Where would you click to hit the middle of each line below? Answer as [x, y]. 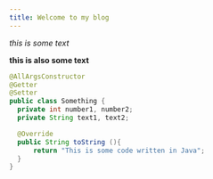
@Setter [24, 93]
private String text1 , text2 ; [73, 118]
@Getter [24, 85]
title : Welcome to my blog [59, 17]
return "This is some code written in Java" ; [119, 151]
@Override [35, 134]
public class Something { [57, 102]
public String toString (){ [70, 142]
